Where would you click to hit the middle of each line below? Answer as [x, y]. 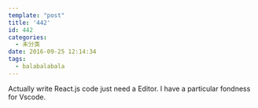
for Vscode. [27, 97]
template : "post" [37, 15]
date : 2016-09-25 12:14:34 [52, 52]
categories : [28, 37]
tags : [17, 59]
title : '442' [29, 23]
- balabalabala [40, 67]
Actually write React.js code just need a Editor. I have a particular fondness [129, 88]
